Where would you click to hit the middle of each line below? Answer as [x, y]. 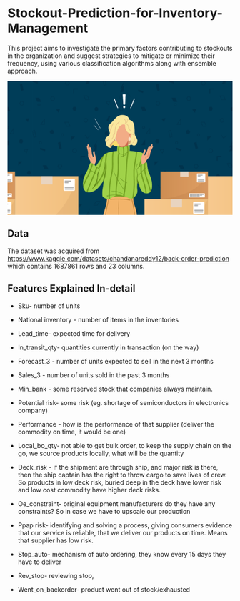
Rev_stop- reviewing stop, [56, 575]
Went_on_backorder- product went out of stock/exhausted [104, 589]
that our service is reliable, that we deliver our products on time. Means [122, 532]
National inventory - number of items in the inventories [98, 319]
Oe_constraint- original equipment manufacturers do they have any [116, 503]
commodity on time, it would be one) [72, 432]
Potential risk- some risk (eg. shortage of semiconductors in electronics [123, 402]
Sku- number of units [49, 306]
